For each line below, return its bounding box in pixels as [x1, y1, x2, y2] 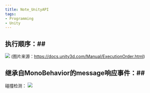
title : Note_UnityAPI [5, 7, 49, 12]
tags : [5, 12, 16, 16]
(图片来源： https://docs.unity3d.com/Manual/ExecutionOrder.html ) [11, 54, 145, 60]
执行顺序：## [5, 40, 46, 48]
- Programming [5, 16, 34, 21]
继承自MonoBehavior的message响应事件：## [5, 69, 145, 77]
